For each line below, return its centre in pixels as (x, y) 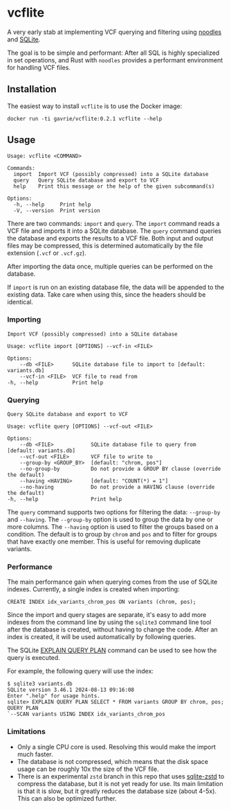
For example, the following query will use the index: (81, 671)
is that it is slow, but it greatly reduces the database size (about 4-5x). (117, 791)
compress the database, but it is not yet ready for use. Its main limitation (120, 783)
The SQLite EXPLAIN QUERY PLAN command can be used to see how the (112, 650)
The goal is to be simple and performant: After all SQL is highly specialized (113, 53)
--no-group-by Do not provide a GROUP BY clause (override (120, 469)
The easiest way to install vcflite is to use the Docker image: (95, 106)
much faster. (35, 754)
